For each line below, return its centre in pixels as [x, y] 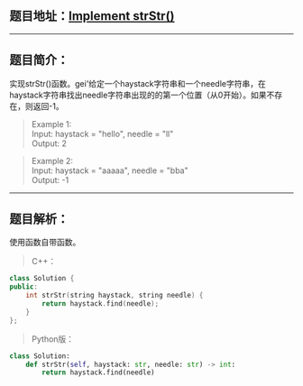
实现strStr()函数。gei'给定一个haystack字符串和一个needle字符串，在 [138, 83]
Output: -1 [50, 179]
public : [24, 287]
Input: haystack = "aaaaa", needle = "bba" [110, 170]
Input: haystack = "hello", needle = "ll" [102, 133]
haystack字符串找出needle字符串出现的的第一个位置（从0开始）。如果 [138, 95]
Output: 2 [49, 143]
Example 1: [51, 124]
